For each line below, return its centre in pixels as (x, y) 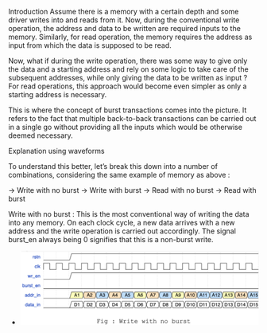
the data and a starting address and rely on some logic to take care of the (128, 69)
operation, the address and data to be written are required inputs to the (124, 28)
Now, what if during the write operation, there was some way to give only (128, 61)
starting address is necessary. (58, 94)
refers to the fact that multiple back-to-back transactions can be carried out (132, 118)
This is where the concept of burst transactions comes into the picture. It (128, 110)
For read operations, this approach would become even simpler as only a (128, 86)
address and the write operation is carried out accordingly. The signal (122, 231)
